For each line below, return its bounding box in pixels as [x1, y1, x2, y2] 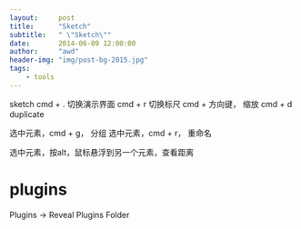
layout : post [9, 13, 75, 23]
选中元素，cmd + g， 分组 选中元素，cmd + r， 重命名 [9, 127, 212, 138]
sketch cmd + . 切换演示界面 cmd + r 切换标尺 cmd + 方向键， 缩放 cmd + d [9, 98, 293, 109]
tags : [9, 65, 30, 74]
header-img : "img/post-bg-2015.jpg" [9, 55, 148, 65]
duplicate [9, 108, 45, 119]
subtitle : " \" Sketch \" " [9, 30, 112, 39]
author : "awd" [9, 47, 79, 56]
